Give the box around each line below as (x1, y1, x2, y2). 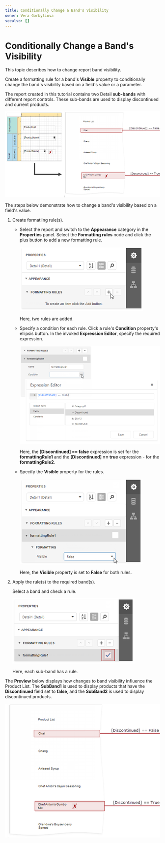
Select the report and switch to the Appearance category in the (19, 227, 149, 232)
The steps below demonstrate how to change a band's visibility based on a (5, 202, 157, 208)
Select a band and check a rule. (12, 588, 77, 594)
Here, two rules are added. (19, 316, 74, 322)
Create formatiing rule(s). (12, 217, 64, 223)
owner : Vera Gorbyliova (5, 13, 54, 18)
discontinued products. (5, 694, 52, 700)
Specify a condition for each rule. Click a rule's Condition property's (19, 325, 159, 331)
